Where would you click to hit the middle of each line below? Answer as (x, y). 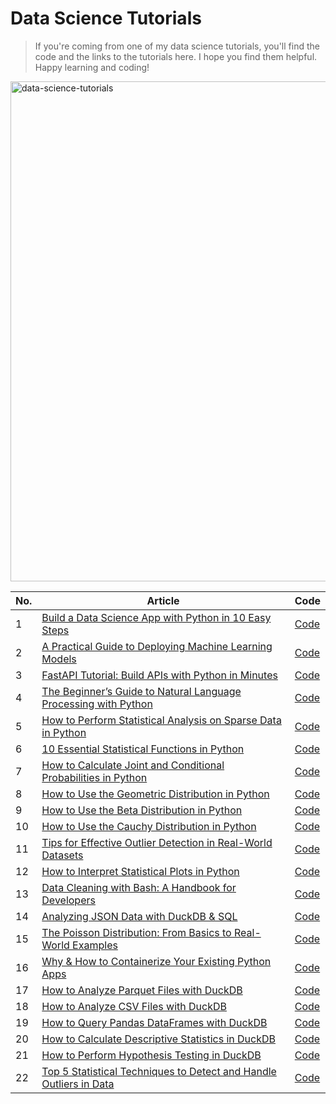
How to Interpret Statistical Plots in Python (140, 871)
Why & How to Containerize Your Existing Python (156, 961)
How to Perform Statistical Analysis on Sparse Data (161, 720)
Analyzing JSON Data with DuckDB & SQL (139, 916)
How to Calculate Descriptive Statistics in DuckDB (158, 1039)
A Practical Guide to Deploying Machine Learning (157, 646)
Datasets (62, 855)
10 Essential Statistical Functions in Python (143, 749)
